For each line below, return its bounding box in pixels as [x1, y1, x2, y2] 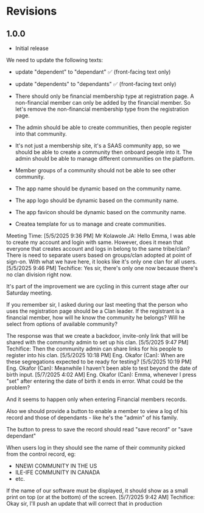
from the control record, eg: [6, 450, 76, 458]
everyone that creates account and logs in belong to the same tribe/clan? [6, 245, 190, 252]
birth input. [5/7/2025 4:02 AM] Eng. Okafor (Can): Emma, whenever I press [6, 371, 197, 378]
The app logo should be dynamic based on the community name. [15, 197, 179, 204]
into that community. [15, 130, 67, 138]
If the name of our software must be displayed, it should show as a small [6, 487, 188, 494]
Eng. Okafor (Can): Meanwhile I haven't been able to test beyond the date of [6, 365, 198, 372]
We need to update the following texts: [6, 57, 104, 63]
